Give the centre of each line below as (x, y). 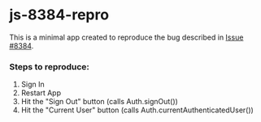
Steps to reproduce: (50, 66)
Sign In (33, 84)
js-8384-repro (59, 15)
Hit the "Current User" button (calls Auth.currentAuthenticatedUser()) (137, 110)
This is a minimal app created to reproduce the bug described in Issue (126, 37)
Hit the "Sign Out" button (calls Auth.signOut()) (99, 102)
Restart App (41, 93)
